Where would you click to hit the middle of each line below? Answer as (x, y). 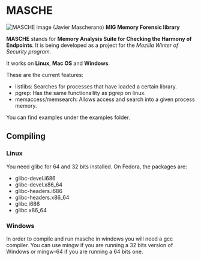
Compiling (26, 136)
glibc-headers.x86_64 (42, 197)
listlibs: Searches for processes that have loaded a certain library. (96, 86)
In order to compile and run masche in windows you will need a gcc (89, 239)
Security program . (29, 51)
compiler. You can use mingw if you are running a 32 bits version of (90, 245)
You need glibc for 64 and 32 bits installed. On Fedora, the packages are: (97, 167)
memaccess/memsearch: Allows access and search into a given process (105, 99)
